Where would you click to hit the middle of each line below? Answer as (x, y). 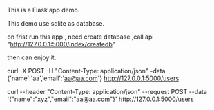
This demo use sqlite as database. (56, 23)
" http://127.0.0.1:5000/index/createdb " (61, 44)
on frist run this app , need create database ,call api (80, 37)
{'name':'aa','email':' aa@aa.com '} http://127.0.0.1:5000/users (93, 78)
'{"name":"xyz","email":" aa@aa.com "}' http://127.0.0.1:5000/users (101, 99)
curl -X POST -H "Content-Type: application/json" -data (86, 71)
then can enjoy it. (32, 57)
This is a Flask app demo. (43, 10)
